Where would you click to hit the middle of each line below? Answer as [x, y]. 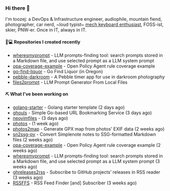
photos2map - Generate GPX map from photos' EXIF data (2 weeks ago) [89, 129]
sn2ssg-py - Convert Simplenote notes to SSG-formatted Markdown [84, 134]
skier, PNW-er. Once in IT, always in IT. [46, 30]
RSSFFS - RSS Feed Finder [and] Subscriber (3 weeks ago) [75, 183]
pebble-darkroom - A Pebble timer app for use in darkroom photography [89, 77]
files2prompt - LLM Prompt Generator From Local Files [70, 82]
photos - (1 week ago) [36, 123]
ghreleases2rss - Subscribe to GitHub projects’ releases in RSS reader [86, 172]
